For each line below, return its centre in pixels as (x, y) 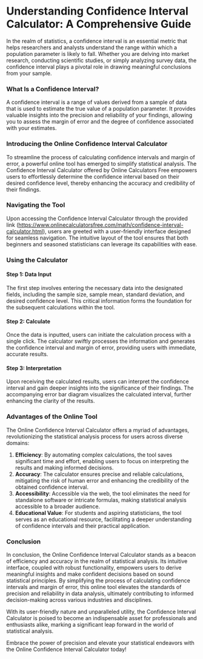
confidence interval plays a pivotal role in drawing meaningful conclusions (99, 67)
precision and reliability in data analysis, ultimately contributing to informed (100, 593)
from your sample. (29, 73)
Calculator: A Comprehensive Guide (99, 24)
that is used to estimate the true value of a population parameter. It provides (101, 109)
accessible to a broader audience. (58, 506)
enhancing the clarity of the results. (51, 401)
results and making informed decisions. (64, 468)
